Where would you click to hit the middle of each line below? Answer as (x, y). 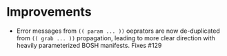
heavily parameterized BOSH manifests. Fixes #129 (89, 45)
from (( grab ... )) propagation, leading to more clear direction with (116, 38)
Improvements (49, 12)
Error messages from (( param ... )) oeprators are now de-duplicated (118, 31)
